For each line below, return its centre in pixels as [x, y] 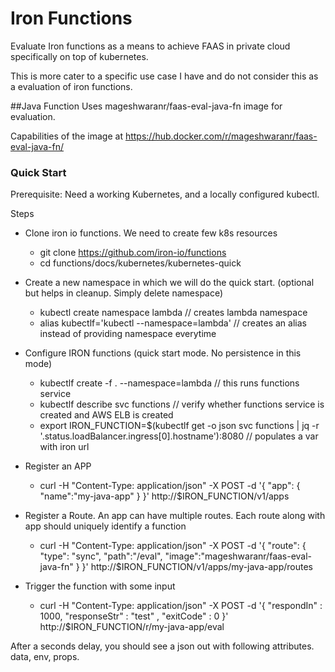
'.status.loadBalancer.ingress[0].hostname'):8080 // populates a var [179, 436]
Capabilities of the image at [66, 136]
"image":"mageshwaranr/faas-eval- [238, 556]
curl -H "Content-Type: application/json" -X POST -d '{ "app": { [170, 486]
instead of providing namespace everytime [128, 334]
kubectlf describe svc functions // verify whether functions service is [182, 404]
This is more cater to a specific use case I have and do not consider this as [164, 76]
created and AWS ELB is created [106, 415]
